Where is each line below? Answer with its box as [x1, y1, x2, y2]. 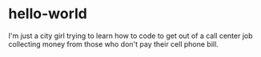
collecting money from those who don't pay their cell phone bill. [8, 39, 219, 48]
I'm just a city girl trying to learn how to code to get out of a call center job [8, 31, 254, 40]
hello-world [8, 5, 88, 23]
